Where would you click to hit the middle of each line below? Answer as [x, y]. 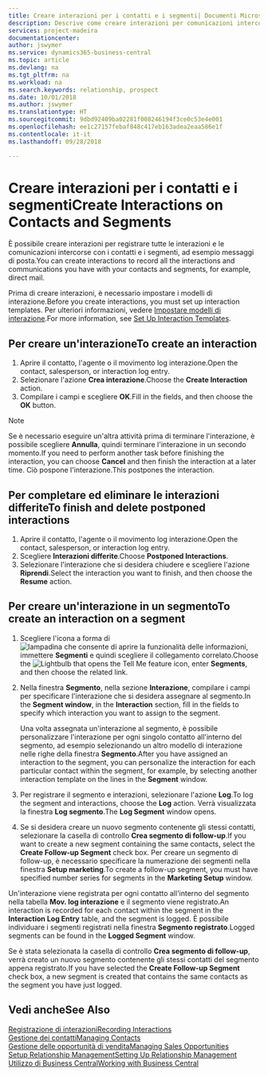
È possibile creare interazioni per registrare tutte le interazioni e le [116, 244]
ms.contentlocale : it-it [49, 134]
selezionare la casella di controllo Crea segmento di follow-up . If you [133, 835]
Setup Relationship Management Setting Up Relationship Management [123, 1054]
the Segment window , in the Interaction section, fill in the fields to [129, 704]
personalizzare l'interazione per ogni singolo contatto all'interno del [130, 736]
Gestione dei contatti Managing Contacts [75, 1038]
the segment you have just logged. [65, 984]
